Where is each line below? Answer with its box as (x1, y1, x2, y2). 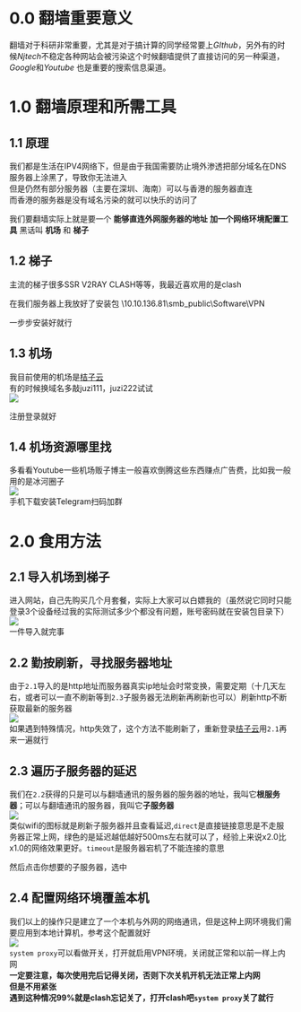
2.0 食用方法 (9, 531, 101, 552)
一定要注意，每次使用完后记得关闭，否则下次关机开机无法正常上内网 (9, 970, 261, 981)
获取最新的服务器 (9, 703, 73, 714)
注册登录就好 (9, 410, 56, 422)
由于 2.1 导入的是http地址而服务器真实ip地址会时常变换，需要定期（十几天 (9, 681, 279, 692)
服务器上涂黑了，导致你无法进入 (9, 171, 127, 182)
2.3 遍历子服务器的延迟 (9, 763, 137, 779)
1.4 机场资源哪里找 (9, 439, 112, 454)
